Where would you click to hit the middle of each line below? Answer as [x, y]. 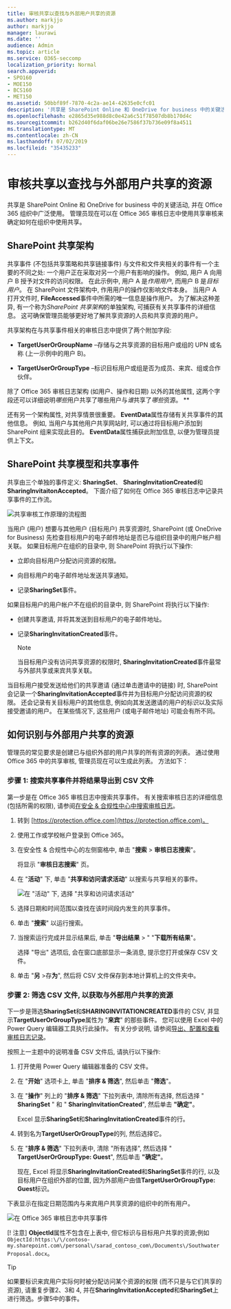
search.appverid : [32, 71]
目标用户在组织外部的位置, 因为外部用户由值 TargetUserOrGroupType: [116, 1180]
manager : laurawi [32, 33]
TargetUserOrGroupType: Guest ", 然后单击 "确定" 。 [92, 1157]
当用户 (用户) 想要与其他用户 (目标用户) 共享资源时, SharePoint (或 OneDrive [114, 529]
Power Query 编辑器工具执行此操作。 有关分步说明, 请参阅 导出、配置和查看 [113, 1028]
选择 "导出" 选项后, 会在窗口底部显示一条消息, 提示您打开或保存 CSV [113, 952]
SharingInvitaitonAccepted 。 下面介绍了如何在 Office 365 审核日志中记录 [112, 491]
